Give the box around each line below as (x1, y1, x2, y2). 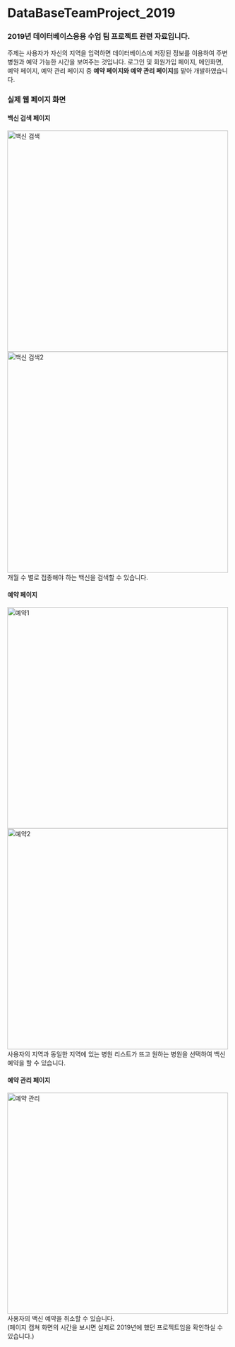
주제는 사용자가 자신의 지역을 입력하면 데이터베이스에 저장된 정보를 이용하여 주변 (7, 49, 228, 57)
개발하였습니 (193, 67, 228, 75)
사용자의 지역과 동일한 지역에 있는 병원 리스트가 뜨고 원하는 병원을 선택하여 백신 (7, 1049, 226, 1058)
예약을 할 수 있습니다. (7, 1058, 66, 1067)
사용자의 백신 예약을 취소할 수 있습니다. (7, 1314, 115, 1323)
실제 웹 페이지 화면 (7, 95, 66, 105)
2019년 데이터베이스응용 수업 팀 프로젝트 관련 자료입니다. (7, 32, 191, 42)
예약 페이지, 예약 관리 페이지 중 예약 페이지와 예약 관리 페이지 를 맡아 (7, 67, 193, 75)
